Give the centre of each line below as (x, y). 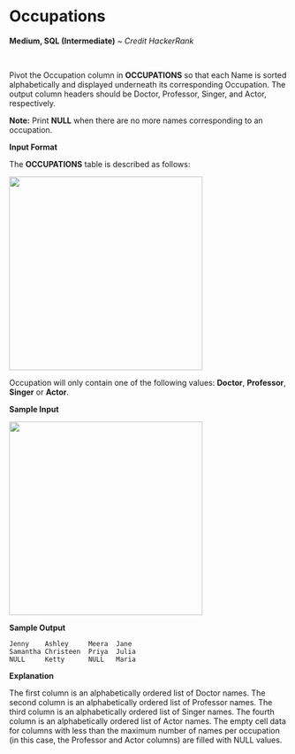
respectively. (32, 103)
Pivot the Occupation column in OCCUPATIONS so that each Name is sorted (148, 75)
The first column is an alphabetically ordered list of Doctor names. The (137, 693)
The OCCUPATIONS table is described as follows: (100, 164)
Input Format (33, 147)
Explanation (32, 675)
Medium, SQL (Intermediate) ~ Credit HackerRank (102, 41)
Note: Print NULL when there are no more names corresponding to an (136, 120)
